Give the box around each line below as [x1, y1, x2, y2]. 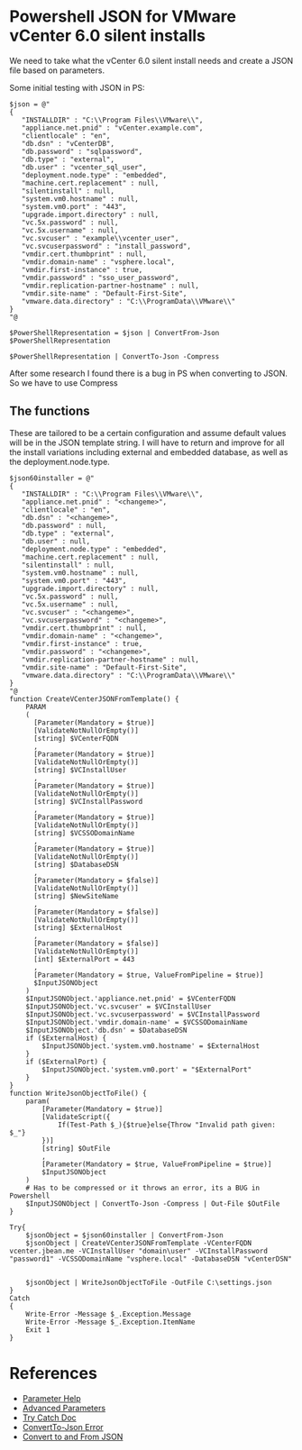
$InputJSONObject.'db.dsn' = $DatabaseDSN [25, 1026, 188, 1035]
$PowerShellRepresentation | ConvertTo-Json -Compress [9, 351, 220, 361]
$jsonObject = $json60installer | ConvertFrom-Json [25, 1230, 224, 1240]
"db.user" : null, [21, 536, 91, 546]
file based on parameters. [9, 65, 105, 76]
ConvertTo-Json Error [22, 1421, 104, 1432]
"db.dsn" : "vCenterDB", [21, 139, 115, 148]
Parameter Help [22, 1392, 81, 1403]
